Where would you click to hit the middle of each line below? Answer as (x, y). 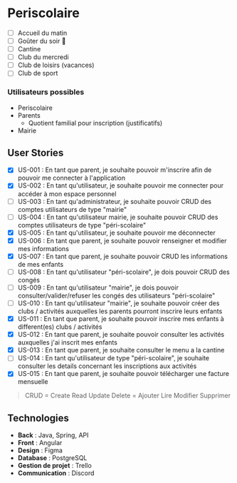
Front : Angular (40, 443)
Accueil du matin (42, 33)
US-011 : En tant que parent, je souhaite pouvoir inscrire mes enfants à (121, 319)
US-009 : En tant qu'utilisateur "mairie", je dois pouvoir (98, 288)
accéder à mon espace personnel (67, 193)
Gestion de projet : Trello (55, 466)
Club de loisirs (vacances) (56, 65)
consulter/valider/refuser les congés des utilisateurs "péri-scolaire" (116, 295)
